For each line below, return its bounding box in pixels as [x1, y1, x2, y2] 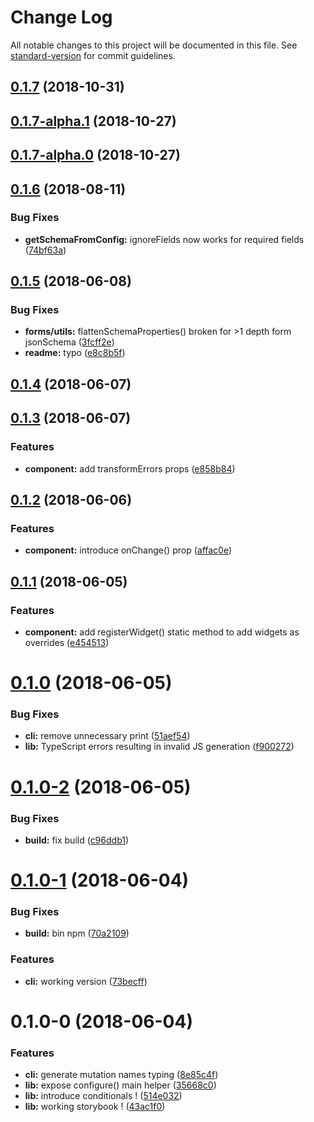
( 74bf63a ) [24, 244, 67, 256]
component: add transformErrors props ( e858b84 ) [24, 462, 236, 475]
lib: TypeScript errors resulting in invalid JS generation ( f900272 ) [24, 741, 295, 753]
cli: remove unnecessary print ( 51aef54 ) [24, 730, 191, 742]
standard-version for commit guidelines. [10, 49, 176, 61]
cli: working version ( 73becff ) [24, 975, 148, 987]
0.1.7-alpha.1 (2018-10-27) [10, 112, 177, 130]
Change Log [10, 6, 113, 29]
